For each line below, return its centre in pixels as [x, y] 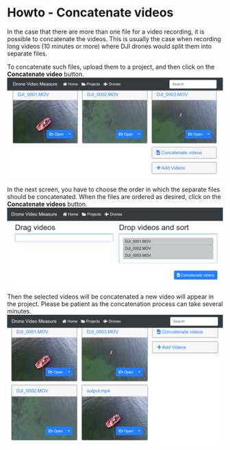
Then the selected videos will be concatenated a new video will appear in [111, 296]
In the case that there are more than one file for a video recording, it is [106, 32]
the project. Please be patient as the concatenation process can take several [115, 304]
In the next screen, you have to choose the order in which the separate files [114, 189]
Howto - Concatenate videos [90, 13]
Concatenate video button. [46, 74]
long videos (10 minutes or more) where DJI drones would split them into [110, 46]
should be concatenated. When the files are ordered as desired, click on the [114, 197]
